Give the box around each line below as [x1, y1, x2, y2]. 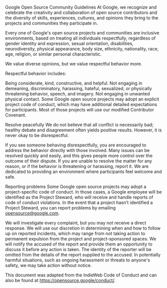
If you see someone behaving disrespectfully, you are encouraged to [5, 142, 147, 148]
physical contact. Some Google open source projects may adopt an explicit [5, 96, 160, 102]
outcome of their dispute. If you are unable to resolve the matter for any [5, 158, 152, 164]
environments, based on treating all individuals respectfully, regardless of [5, 35, 156, 41]
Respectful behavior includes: [5, 70, 66, 76]
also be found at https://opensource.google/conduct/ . [5, 277, 116, 283]
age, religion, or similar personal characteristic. [5, 51, 102, 57]
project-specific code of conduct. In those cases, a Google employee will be [5, 189, 162, 194]
